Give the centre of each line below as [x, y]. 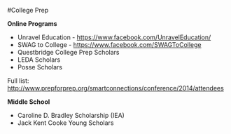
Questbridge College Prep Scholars [69, 52]
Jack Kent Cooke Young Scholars [65, 123]
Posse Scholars [40, 67]
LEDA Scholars [39, 60]
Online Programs [32, 24]
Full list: [18, 81]
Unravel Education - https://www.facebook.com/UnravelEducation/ [114, 37]
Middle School [29, 102]
